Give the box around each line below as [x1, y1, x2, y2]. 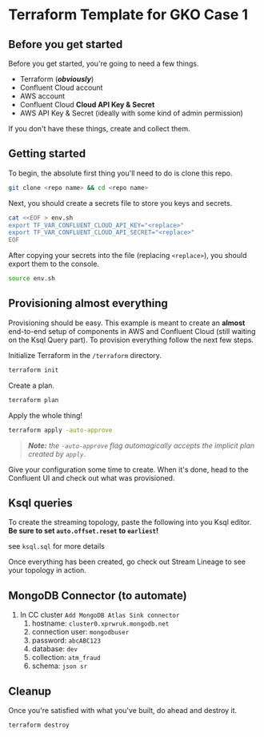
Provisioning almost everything [8, 296, 168, 310]
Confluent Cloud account [19, 83, 103, 92]
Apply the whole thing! [8, 410, 82, 420]
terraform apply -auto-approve [8, 426, 113, 434]
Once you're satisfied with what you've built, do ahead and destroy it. [8, 705, 238, 715]
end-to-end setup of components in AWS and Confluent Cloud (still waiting [8, 326, 256, 336]
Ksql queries [8, 496, 74, 509]
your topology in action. [8, 566, 86, 575]
